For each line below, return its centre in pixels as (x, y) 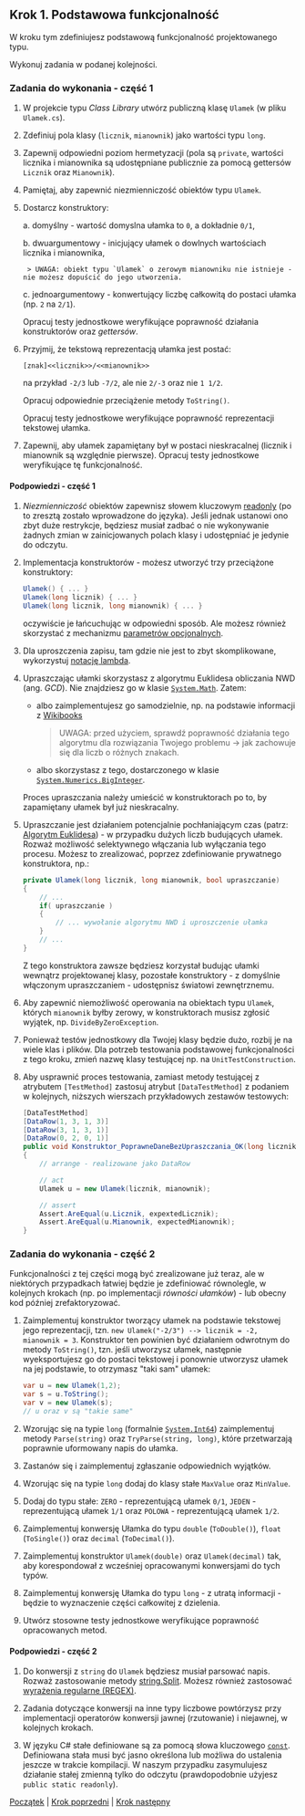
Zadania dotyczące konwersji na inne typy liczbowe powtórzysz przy (152, 1708)
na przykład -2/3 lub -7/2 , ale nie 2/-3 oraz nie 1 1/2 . (122, 383)
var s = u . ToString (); (66, 1394)
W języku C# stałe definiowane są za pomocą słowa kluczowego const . (157, 1746)
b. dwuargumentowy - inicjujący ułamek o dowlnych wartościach (144, 243)
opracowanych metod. (65, 1630)
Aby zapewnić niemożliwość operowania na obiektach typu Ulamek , (148, 1002)
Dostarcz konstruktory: (66, 208)
